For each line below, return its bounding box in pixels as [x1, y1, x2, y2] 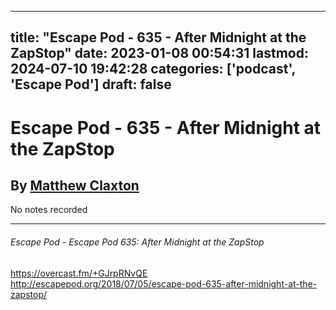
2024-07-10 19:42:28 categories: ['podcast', [10, 61, 296, 78]
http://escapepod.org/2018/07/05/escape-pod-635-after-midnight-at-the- [10, 277, 318, 290]
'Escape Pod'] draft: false [10, 76, 172, 93]
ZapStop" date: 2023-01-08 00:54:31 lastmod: [10, 45, 309, 62]
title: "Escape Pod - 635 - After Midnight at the [10, 29, 307, 46]
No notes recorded [10, 204, 88, 216]
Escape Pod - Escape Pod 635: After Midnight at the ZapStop [10, 236, 265, 248]
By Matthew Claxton [10, 177, 140, 194]
